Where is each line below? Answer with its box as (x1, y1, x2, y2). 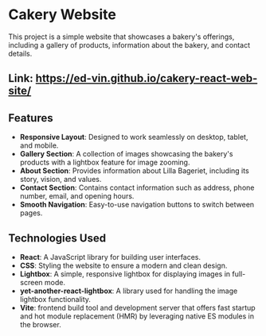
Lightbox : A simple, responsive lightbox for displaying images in (19, 268, 231, 279)
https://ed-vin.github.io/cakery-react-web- (35, 71, 258, 85)
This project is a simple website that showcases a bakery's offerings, (8, 32, 235, 41)
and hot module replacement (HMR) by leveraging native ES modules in (19, 311, 255, 321)
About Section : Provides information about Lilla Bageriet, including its (19, 166, 249, 176)
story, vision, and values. (19, 175, 102, 184)
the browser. (19, 319, 61, 329)
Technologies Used (8, 231, 106, 245)
